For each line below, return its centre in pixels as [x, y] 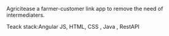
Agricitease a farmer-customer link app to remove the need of [85, 9]
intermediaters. [26, 15]
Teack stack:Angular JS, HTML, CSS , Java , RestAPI [73, 27]
